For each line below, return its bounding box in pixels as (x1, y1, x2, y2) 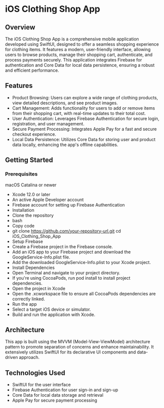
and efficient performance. (5, 67, 59, 73)
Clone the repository (12, 212, 54, 218)
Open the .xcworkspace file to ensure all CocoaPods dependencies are (12, 291, 156, 296)
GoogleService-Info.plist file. (12, 254, 70, 260)
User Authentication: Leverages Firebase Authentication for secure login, (12, 116, 160, 121)
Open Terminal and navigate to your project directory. (12, 269, 121, 276)
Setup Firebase (12, 238, 43, 244)
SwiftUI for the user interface (12, 382, 71, 388)
